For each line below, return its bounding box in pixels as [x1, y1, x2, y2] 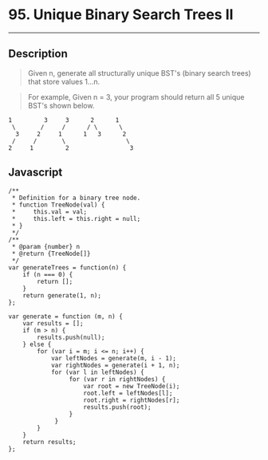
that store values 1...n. [27, 77, 100, 86]
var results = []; [22, 319, 84, 328]
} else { [22, 340, 52, 348]
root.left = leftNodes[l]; [83, 389, 173, 397]
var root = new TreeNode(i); [83, 382, 180, 390]
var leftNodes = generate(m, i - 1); [50, 354, 177, 362]
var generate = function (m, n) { [8, 313, 124, 320]
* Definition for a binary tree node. [11, 194, 141, 202]
